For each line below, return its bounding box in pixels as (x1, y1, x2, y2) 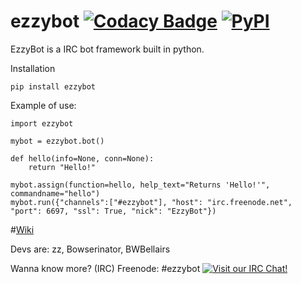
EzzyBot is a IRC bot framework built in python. (10, 43, 205, 55)
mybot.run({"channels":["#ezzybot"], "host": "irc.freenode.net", (10, 197, 293, 207)
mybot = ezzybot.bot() (10, 136, 105, 146)
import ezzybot (10, 118, 74, 129)
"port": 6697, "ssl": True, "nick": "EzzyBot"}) (10, 206, 217, 216)
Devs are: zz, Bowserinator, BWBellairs (10, 243, 171, 255)
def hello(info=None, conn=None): (10, 153, 155, 164)
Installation (10, 62, 56, 74)
